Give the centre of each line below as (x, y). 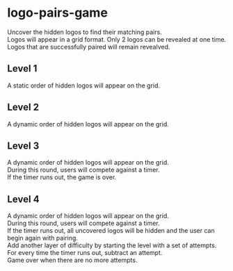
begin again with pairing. (43, 238)
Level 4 (23, 199)
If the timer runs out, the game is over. (62, 177)
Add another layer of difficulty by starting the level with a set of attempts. (112, 245)
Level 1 (22, 68)
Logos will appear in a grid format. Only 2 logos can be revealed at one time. (117, 39)
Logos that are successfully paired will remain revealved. (89, 47)
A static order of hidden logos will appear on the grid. (84, 85)
